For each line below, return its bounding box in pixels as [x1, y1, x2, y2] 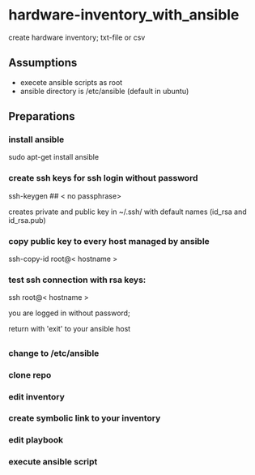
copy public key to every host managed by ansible [8, 235, 210, 246]
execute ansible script [8, 456, 98, 468]
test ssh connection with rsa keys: [8, 274, 147, 285]
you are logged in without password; [8, 308, 131, 318]
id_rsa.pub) [8, 215, 46, 225]
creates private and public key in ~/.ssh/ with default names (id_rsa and [8, 207, 247, 216]
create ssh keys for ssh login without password [8, 173, 198, 184]
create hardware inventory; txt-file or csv [8, 32, 146, 42]
